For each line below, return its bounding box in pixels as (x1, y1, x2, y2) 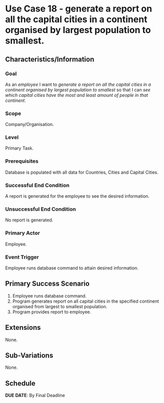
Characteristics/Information (5, 55, 94, 63)
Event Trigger (5, 253, 39, 260)
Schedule (5, 379, 36, 387)
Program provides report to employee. (12, 309, 91, 315)
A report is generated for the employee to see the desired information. (5, 193, 150, 199)
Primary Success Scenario (5, 280, 90, 288)
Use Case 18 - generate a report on (5, 3, 152, 15)
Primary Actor (5, 229, 40, 236)
